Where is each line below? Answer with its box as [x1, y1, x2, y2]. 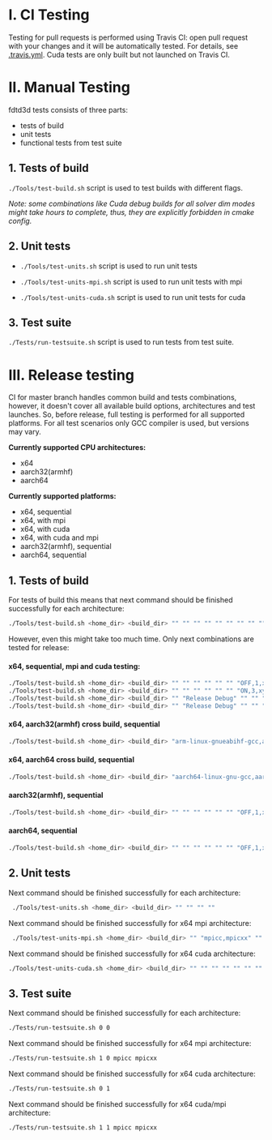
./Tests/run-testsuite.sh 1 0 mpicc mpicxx [8, 1054, 158, 1063]
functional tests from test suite [19, 138, 123, 148]
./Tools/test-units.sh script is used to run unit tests [19, 261, 198, 271]
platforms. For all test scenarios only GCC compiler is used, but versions [8, 418, 249, 428]
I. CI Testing [8, 6, 91, 24]
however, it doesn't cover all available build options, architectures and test [8, 401, 256, 411]
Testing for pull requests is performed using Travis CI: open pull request [8, 32, 249, 42]
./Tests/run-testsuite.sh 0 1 [8, 1084, 111, 1092]
